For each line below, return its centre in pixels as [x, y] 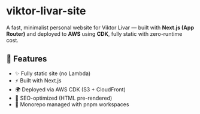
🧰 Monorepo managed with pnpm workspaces [72, 104]
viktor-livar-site [46, 11]
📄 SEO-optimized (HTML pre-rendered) [63, 98]
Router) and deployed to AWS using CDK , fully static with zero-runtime [94, 33]
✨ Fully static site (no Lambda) [53, 73]
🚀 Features [27, 59]
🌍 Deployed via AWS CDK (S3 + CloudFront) [70, 89]
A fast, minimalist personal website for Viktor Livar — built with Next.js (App [100, 27]
